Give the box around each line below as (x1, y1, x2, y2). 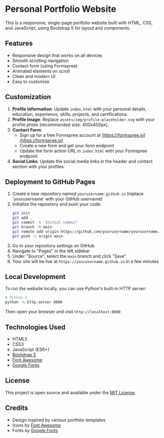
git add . (12, 215, 33, 220)
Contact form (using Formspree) (12, 63, 78, 68)
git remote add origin (12, 229, 59, 234)
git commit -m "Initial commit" (12, 220, 79, 225)
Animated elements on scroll (12, 68, 70, 74)
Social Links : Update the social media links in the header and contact (12, 158, 153, 164)
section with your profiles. (12, 164, 65, 169)
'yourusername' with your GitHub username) (12, 196, 103, 202)
